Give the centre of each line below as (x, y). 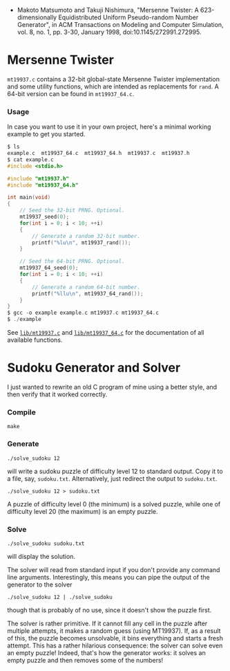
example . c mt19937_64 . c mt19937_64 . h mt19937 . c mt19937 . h (98, 154)
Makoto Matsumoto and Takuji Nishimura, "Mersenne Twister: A (108, 10)
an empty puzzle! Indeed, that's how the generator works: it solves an (106, 652)
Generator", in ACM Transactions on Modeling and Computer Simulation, (120, 25)
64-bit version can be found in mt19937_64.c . (71, 93)
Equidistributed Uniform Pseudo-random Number (128, 17)
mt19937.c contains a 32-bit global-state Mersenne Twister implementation (113, 79)
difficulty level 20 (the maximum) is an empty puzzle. (83, 511)
